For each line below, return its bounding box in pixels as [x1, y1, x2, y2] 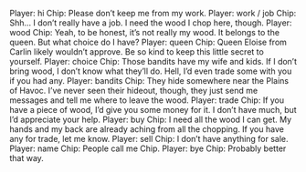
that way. [9, 153, 44, 163]
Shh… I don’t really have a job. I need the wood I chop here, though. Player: [9, 17, 292, 28]
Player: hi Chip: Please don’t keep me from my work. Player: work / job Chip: [9, 8, 297, 18]
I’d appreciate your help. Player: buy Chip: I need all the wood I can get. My [9, 114, 292, 125]
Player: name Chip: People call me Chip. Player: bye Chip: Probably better [9, 143, 287, 154]
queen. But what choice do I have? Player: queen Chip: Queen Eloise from [9, 36, 288, 47]
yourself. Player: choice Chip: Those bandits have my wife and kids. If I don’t [9, 56, 298, 66]
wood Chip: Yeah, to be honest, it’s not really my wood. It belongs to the [9, 27, 280, 37]
